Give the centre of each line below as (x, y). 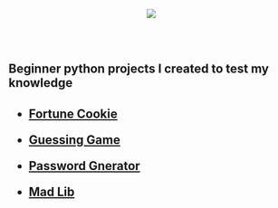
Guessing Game (75, 140)
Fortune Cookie (73, 113)
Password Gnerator (85, 166)
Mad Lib (52, 191)
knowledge (41, 83)
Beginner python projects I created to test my (139, 69)
